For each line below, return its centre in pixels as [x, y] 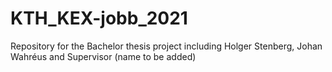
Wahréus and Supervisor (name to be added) [103, 56]
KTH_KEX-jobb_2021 [99, 18]
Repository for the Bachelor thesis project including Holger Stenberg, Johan [166, 46]
